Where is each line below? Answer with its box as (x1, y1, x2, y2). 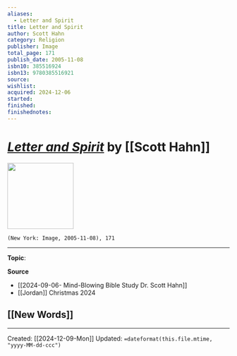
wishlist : (7, 82, 37, 90)
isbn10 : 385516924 (7, 63, 61, 70)
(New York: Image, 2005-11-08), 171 (7, 234, 115, 242)
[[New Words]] (7, 309, 74, 321)
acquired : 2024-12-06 (7, 89, 71, 96)
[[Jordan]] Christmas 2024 (17, 288, 96, 297)
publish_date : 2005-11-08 (7, 56, 83, 63)
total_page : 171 (7, 50, 55, 57)
